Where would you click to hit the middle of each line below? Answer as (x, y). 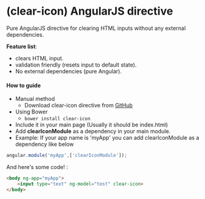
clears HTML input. (39, 58)
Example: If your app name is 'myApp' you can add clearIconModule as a (107, 138)
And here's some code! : (37, 167)
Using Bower (31, 112)
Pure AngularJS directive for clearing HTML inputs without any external (96, 28)
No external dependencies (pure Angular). (69, 71)
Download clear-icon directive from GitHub (78, 106)
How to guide (24, 85)
